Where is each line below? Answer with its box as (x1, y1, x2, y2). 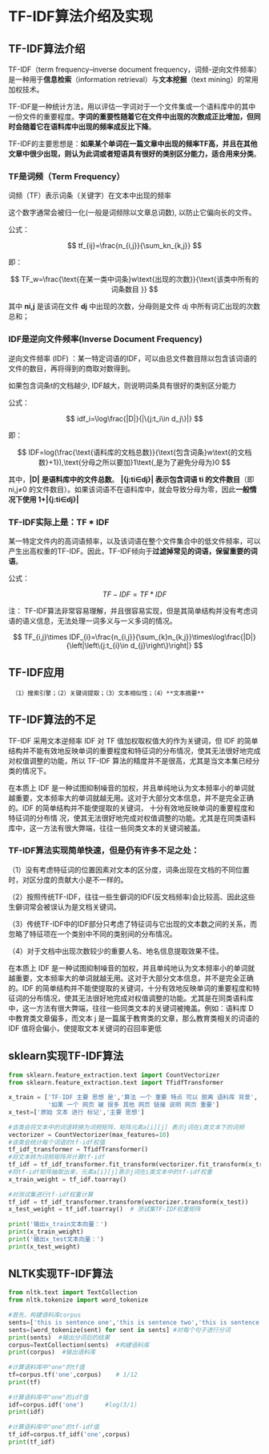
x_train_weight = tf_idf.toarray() (8, 1175, 127, 1183)
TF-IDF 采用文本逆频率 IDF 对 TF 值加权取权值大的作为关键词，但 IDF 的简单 (8, 735, 259, 745)
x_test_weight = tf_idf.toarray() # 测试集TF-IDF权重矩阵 (8, 1205, 201, 1213)
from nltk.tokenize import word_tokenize (8, 1296, 149, 1305)
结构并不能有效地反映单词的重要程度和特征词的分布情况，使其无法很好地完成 (8, 746, 261, 756)
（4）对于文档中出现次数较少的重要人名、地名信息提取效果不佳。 (8, 946, 224, 955)
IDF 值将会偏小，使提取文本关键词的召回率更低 (8, 1023, 163, 1032)
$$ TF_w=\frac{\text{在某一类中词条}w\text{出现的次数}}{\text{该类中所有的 (10, 275, 259, 284)
